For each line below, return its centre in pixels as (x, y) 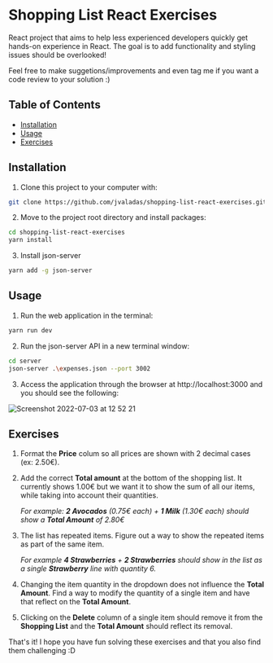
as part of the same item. (62, 544)
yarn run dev (30, 330)
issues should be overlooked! (58, 55)
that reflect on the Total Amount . (76, 602)
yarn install (30, 240)
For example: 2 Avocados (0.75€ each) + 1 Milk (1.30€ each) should (134, 512)
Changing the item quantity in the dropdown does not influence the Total (142, 585)
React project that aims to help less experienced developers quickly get (128, 37)
